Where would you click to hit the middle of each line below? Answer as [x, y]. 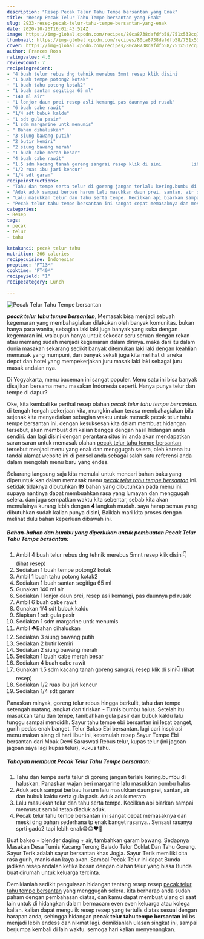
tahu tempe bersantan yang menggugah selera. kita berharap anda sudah [99, 891]
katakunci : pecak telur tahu [44, 248]
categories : [22, 209]
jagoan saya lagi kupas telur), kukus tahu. [59, 748]
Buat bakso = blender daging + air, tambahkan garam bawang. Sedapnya [98, 840]
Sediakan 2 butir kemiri [44, 643]
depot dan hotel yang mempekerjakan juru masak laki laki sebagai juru [95, 361]
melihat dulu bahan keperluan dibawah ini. [60, 519]
